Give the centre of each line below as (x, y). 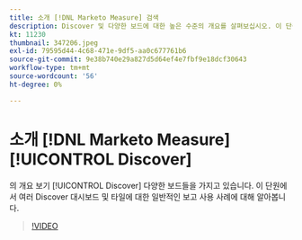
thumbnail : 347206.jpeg (54, 43)
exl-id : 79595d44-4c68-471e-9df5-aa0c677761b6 (98, 51)
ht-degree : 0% (36, 84)
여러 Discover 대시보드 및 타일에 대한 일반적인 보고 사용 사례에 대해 (137, 196)
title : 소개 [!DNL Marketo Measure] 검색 (84, 18)
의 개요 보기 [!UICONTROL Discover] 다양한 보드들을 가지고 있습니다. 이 (136, 185)
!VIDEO (44, 226)
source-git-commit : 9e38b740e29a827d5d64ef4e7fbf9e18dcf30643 (128, 59)
